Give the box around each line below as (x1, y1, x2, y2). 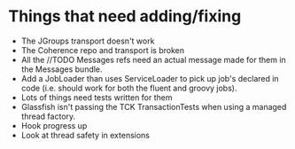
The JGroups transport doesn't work (20, 35, 155, 46)
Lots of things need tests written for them (20, 91, 174, 103)
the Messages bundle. (20, 64, 103, 74)
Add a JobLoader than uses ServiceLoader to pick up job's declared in (20, 73, 280, 83)
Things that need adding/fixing (8, 6, 242, 27)
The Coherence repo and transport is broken (20, 44, 185, 55)
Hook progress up (20, 120, 88, 130)
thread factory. (20, 111, 76, 122)
